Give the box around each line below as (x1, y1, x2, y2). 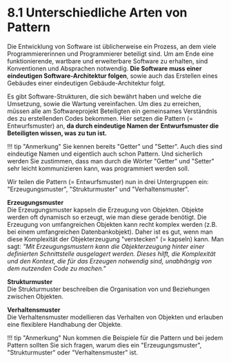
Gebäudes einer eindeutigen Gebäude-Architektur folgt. (7, 79, 166, 87)
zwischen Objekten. (7, 292, 64, 301)
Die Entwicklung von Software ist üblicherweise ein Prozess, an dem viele (7, 42, 217, 50)
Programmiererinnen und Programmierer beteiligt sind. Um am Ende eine (7, 50, 214, 58)
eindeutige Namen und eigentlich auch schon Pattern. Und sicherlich (7, 150, 203, 158)
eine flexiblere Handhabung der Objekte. (7, 320, 123, 328)
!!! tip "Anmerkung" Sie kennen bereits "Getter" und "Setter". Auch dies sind (7, 142, 223, 150)
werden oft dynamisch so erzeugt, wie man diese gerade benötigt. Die (7, 212, 207, 221)
